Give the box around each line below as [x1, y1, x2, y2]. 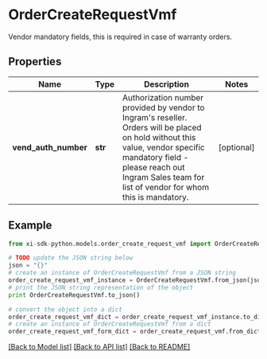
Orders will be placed [122, 122, 202, 133]
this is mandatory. [122, 191, 189, 202]
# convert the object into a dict [8, 305, 123, 314]
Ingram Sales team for [122, 171, 205, 182]
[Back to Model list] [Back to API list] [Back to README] [8, 342, 191, 352]
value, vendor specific [122, 142, 205, 153]
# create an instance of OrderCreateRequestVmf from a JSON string [8, 269, 237, 277]
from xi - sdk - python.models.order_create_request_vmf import [8, 240, 212, 248]
